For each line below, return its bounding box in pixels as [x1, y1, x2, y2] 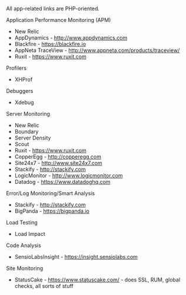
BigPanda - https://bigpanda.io [14, 208, 89, 215]
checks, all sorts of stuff [14, 283, 74, 289]
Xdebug [14, 99, 34, 106]
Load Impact [14, 231, 45, 237]
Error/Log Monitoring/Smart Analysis [6, 190, 95, 197]
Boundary [14, 128, 39, 135]
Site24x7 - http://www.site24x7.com [14, 160, 102, 166]
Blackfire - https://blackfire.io [14, 41, 87, 47]
